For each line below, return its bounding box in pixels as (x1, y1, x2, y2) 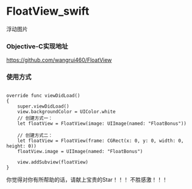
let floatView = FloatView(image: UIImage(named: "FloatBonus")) (17, 120, 187, 127)
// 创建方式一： (17, 115, 53, 121)
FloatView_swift (6, 4, 90, 18)
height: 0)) (6, 143, 37, 149)
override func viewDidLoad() (6, 92, 80, 98)
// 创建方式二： (17, 132, 53, 138)
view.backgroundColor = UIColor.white (17, 108, 116, 114)
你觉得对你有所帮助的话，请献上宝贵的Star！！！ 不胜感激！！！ (6, 176, 168, 183)
